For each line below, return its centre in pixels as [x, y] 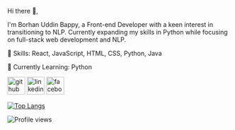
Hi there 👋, [23, 11]
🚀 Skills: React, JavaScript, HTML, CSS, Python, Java [85, 53]
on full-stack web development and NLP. [67, 40]
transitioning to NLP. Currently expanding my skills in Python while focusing [117, 32]
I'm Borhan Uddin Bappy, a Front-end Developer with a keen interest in [110, 24]
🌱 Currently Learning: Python [50, 67]
